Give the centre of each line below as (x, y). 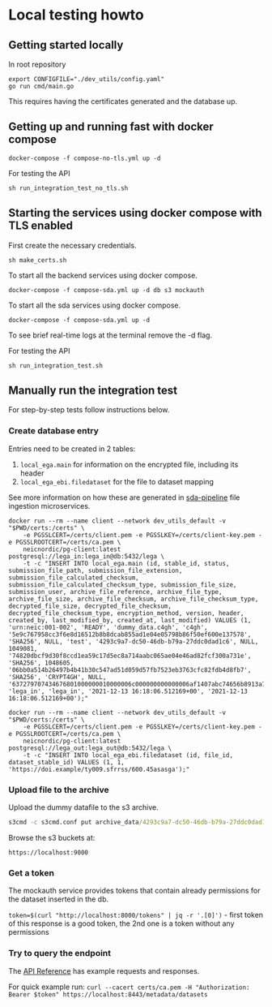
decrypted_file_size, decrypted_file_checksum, (90, 606)
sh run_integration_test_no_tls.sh (68, 188)
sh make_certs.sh (38, 260)
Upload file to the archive (59, 790)
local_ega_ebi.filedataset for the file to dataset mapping (117, 481)
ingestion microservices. (49, 506)
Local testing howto (76, 15)
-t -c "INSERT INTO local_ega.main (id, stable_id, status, (126, 563)
